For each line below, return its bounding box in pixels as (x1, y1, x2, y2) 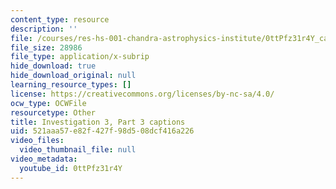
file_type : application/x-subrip (10, 52, 150, 62)
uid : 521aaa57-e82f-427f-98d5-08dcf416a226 (10, 126, 195, 136)
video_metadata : (10, 154, 78, 164)
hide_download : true (10, 61, 97, 71)
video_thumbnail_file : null (19, 145, 137, 155)
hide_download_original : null (10, 71, 137, 81)
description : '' (10, 24, 78, 34)
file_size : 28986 (10, 42, 83, 53)
